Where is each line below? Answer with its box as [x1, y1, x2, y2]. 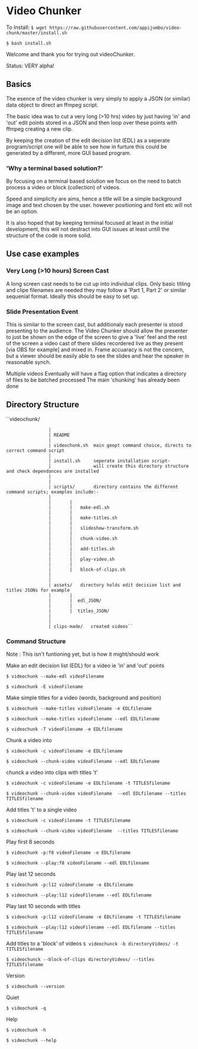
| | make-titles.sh [48, 514, 118, 521]
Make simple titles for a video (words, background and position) [6, 694, 161, 701]
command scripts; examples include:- [6, 489, 99, 495]
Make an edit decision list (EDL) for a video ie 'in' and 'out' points [6, 662, 164, 669]
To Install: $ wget [6, 24, 47, 31]
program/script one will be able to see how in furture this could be [6, 143, 167, 150]
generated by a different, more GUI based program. [6, 149, 131, 156]
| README [48, 432, 70, 438]
